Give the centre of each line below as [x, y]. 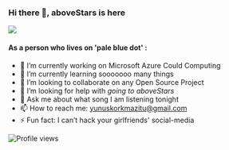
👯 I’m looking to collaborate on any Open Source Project [112, 82]
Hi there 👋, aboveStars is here [67, 13]
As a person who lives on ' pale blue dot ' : [78, 48]
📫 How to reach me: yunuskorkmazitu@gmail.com [103, 108]
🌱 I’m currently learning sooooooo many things [97, 74]
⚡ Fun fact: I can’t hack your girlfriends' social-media [107, 120]
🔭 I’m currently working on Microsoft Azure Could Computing [120, 65]
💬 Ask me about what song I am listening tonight [99, 99]
